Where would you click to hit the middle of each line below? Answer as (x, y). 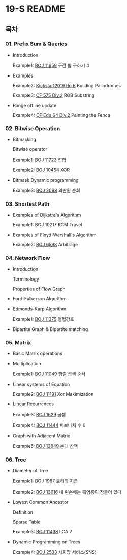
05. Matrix (18, 342)
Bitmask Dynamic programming (45, 180)
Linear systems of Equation (41, 384)
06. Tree (16, 460)
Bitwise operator (30, 149)
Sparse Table (26, 522)
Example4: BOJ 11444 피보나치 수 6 (49, 425)
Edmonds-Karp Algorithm (39, 309)
